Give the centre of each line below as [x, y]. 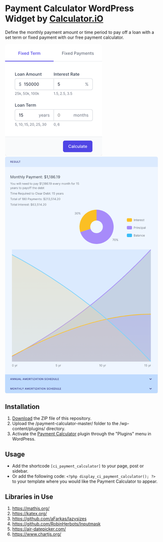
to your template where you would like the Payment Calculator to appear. [85, 481]
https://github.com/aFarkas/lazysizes [49, 518]
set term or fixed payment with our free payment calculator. [65, 37]
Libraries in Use [29, 497]
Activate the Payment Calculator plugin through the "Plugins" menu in [81, 434]
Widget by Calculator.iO [54, 19]
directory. [56, 429]
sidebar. [20, 471]
